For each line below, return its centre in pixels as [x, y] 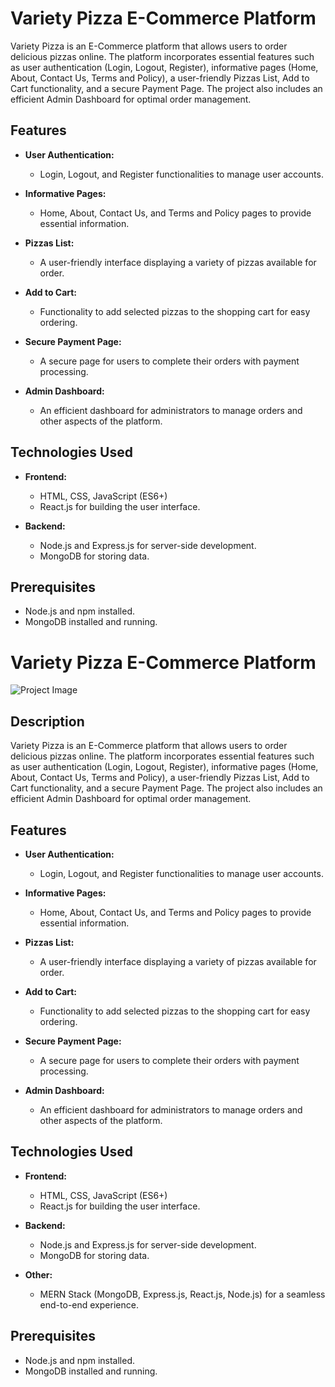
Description [47, 721]
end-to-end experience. [89, 1304]
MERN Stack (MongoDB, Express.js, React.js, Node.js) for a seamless [182, 1294]
